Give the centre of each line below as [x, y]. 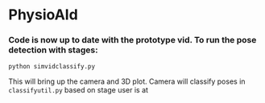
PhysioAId [43, 15]
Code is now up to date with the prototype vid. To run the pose [132, 40]
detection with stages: [53, 50]
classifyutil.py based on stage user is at [79, 90]
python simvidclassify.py [52, 67]
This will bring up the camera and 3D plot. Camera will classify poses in [127, 81]
